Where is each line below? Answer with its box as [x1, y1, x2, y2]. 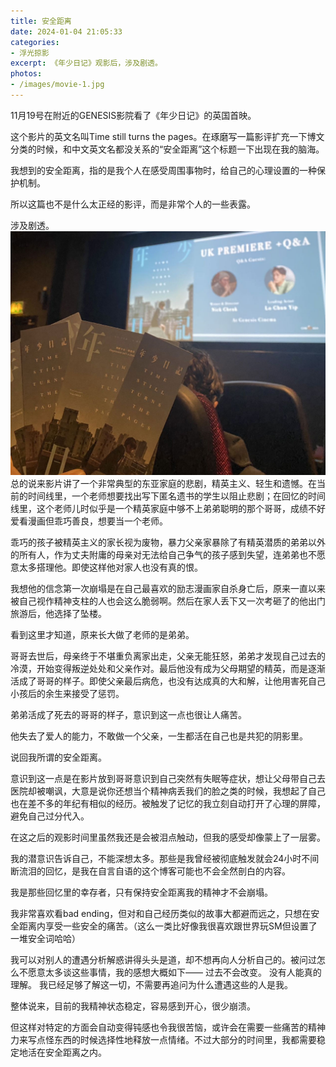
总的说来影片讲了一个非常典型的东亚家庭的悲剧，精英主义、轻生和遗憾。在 [10, 477, 317, 489]
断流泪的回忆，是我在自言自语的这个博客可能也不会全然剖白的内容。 [10, 865, 291, 877]
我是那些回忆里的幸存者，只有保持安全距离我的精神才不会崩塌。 [10, 886, 273, 898]
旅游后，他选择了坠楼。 [10, 607, 107, 619]
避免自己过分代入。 [10, 810, 90, 822]
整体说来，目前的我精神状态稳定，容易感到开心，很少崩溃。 [10, 1000, 256, 1012]
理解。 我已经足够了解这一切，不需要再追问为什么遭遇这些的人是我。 [10, 978, 293, 990]
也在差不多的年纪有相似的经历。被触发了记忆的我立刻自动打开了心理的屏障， [10, 797, 326, 809]
